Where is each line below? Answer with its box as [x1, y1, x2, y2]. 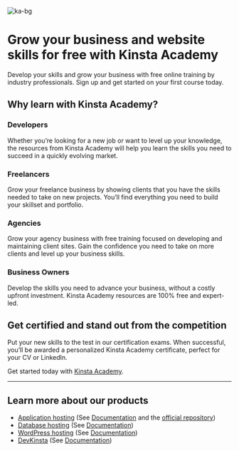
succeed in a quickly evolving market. [7, 151, 119, 160]
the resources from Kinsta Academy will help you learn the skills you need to [7, 143, 232, 152]
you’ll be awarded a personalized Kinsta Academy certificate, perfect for [7, 346, 221, 354]
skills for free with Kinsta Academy [7, 47, 219, 63]
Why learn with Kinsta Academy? [7, 98, 159, 110]
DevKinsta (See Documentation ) [17, 436, 112, 445]
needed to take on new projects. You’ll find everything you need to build [7, 192, 218, 201]
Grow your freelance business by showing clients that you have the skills [7, 185, 221, 194]
